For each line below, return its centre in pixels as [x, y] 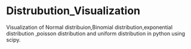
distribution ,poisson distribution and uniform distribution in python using [96, 33]
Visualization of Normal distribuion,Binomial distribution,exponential [90, 27]
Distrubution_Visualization [73, 11]
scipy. [13, 40]
